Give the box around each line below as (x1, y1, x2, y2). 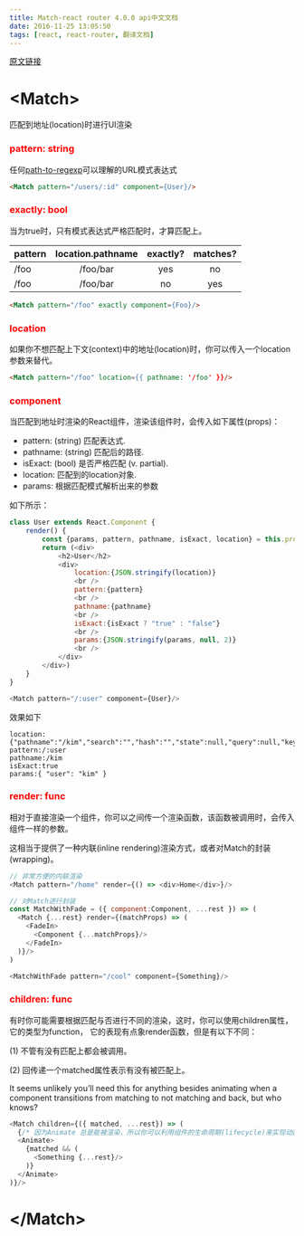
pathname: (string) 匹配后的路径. (22, 447, 145, 458)
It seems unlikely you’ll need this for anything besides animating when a (9, 1082, 278, 1093)
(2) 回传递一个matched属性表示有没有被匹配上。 (9, 1064, 190, 1075)
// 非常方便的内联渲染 (9, 871, 83, 880)
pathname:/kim (9, 753, 63, 763)
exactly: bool (9, 204, 68, 216)
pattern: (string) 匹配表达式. (22, 435, 127, 446)
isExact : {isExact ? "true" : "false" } (73, 619, 221, 628)
